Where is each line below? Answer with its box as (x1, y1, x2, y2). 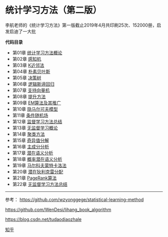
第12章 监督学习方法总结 (12, 118, 62, 124)
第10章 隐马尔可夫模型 (12, 106, 58, 112)
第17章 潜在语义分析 (12, 150, 53, 156)
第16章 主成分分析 (12, 143, 49, 149)
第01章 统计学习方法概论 (12, 50, 62, 56)
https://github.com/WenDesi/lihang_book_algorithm (5, 206, 111, 212)
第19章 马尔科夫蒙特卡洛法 (12, 162, 67, 168)
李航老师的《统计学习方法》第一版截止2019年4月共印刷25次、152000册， (5, 22, 157, 28)
